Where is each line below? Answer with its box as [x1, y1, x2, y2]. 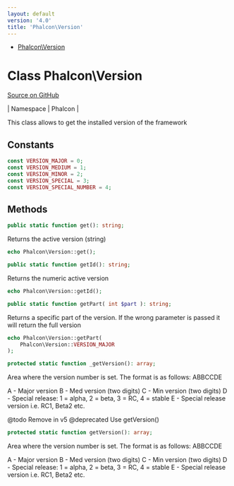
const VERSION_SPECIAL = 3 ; [7, 177, 90, 184]
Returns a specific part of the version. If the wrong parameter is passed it [7, 313, 221, 321]
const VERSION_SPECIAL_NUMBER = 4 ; [7, 184, 112, 191]
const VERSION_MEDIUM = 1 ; [7, 164, 87, 171]
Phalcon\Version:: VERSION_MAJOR [20, 340, 115, 348]
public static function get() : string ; [7, 222, 125, 230]
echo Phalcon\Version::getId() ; [7, 288, 102, 295]
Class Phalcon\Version [7, 68, 143, 83]
